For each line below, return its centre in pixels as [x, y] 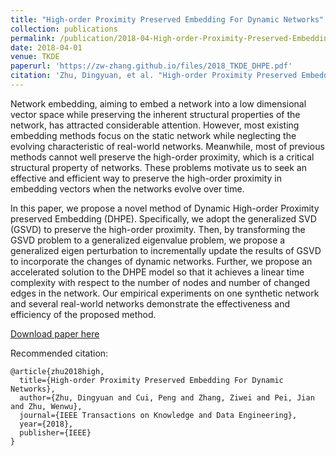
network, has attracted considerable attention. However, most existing [155, 125]
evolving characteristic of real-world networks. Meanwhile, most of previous [167, 146]
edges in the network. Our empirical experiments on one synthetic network [165, 293]
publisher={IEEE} [55, 432]
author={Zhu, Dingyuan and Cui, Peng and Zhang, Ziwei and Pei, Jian [167, 397]
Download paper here [55, 333]
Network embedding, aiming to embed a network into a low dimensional [158, 103]
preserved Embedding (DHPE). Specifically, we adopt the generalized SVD [163, 218]
